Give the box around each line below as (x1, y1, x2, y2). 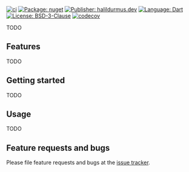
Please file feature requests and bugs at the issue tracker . (6, 159, 150, 167)
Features (6, 41, 41, 52)
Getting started (6, 75, 65, 86)
